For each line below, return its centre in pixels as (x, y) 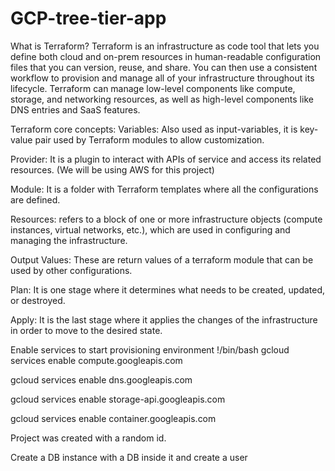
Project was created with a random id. (88, 438)
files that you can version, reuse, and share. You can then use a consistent (164, 67)
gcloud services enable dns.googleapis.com (101, 379)
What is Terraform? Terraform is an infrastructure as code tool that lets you (165, 46)
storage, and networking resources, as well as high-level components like (162, 99)
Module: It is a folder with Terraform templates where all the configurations (164, 189)
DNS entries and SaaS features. (75, 109)
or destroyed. (38, 300)
